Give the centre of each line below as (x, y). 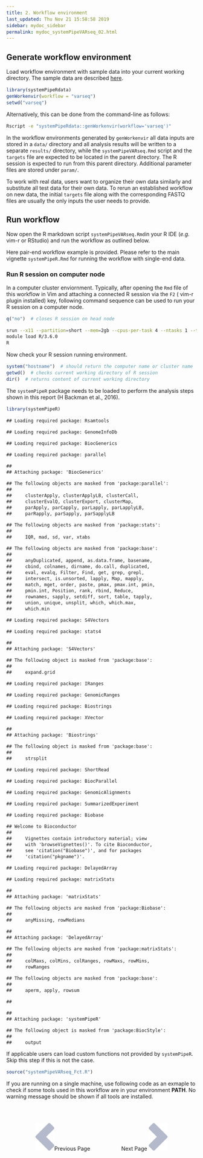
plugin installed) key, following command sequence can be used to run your (101, 300)
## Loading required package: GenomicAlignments (69, 792)
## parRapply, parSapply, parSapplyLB (60, 514)
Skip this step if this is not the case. (50, 1060)
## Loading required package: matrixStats (60, 879)
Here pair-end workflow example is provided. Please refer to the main (93, 252)
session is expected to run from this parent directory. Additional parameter (99, 163)
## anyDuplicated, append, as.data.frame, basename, (79, 560)
